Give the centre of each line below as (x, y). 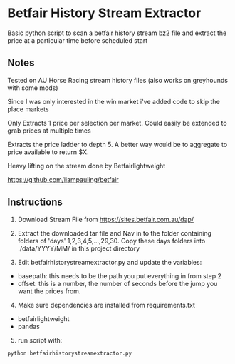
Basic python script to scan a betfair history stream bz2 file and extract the (117, 33)
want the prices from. (49, 291)
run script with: (40, 340)
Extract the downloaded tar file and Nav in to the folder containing (115, 233)
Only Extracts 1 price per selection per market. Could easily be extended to (117, 123)
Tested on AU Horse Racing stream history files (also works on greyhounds (117, 80)
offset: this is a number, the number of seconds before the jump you (117, 283)
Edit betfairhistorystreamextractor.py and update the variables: (110, 262)
